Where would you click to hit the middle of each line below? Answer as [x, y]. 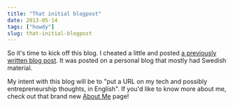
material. [20, 68]
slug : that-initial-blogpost [50, 33]
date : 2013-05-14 [33, 20]
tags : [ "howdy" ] [31, 27]
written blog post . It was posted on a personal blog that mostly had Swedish [117, 61]
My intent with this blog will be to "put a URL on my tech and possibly [107, 82]
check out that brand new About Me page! [68, 97]
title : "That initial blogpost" [54, 14]
